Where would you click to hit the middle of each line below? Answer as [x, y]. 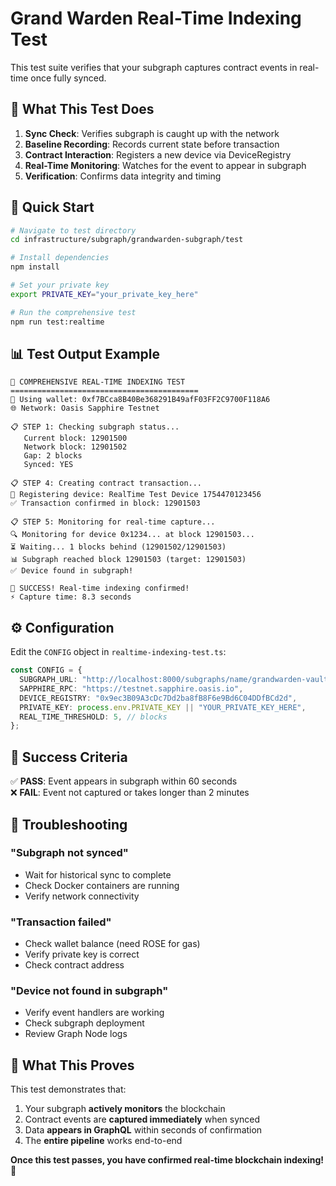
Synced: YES [48, 465]
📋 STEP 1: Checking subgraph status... [95, 427]
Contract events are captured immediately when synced [142, 1119]
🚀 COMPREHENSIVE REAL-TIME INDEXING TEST [98, 382]
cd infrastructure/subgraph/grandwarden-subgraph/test [127, 240]
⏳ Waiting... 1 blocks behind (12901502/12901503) [118, 547]
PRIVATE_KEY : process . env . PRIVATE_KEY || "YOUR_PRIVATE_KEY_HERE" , [163, 707]
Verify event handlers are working [94, 1013]
